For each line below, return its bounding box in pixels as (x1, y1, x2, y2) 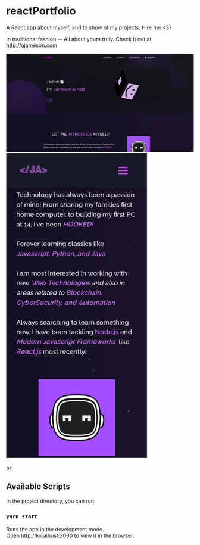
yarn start (6, 513, 37, 520)
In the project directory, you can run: (6, 497, 96, 504)
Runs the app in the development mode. (6, 525, 104, 532)
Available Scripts (6, 481, 70, 492)
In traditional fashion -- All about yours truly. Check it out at (6, 35, 152, 42)
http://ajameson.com (6, 42, 58, 49)
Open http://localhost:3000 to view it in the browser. (6, 532, 135, 539)
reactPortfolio (6, 4, 76, 18)
